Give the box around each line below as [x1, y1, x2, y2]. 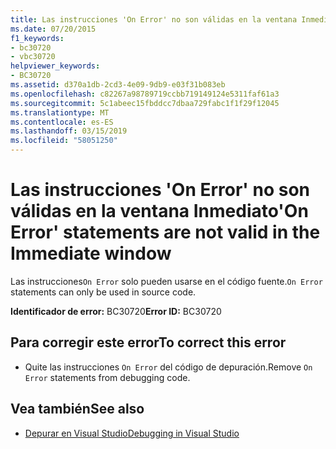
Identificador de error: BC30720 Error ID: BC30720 [10, 305, 222, 317]
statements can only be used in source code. [10, 286, 197, 298]
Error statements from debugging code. [24, 371, 191, 383]
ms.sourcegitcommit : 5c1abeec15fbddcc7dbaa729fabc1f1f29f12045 [10, 98, 280, 108]
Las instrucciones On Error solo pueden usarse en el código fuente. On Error [10, 275, 323, 287]
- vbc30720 [10, 52, 56, 62]
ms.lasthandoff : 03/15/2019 [10, 126, 128, 136]
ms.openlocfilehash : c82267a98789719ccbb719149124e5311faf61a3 [10, 89, 280, 99]
